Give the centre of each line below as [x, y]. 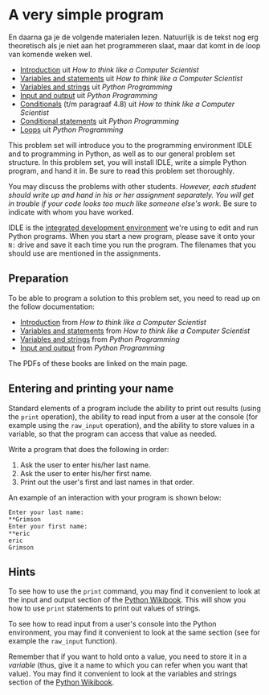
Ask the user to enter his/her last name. [85, 465]
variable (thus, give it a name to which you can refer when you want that [128, 665]
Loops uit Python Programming [71, 130]
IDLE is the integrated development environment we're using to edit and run [133, 228]
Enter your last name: [46, 512]
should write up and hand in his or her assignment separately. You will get [131, 195]
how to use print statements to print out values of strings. [104, 608]
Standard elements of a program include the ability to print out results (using [134, 408]
